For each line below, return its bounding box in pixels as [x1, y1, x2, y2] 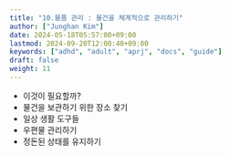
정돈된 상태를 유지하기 [22, 136, 102, 147]
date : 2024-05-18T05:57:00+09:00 [9, 30, 137, 39]
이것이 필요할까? [22, 90, 82, 101]
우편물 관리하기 [22, 124, 78, 135]
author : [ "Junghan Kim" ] [9, 22, 104, 31]
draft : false [9, 56, 59, 65]
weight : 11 [9, 65, 51, 74]
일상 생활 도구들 [22, 113, 79, 124]
